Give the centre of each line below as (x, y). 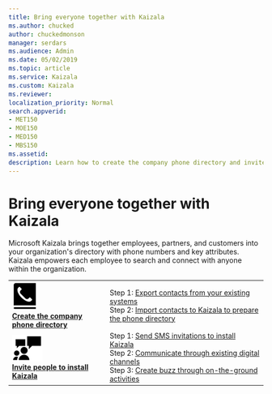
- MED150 (23, 137)
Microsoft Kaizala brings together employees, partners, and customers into (134, 243)
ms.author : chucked (41, 26)
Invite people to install (50, 367)
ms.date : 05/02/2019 (43, 60)
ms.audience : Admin (41, 51)
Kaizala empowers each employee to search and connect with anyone (125, 260)
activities (124, 379)
